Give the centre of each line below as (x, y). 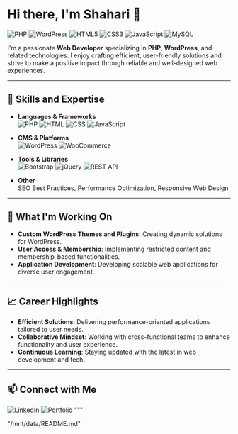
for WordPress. (40, 241)
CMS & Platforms (43, 138)
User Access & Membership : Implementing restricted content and (114, 249)
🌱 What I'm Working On (60, 217)
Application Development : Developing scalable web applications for (118, 264)
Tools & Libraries (43, 159)
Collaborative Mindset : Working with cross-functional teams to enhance (124, 337)
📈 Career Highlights (53, 301)
